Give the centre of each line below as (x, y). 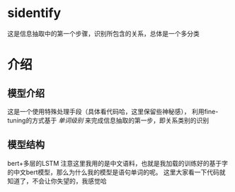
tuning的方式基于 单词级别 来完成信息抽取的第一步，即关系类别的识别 (108, 120)
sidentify (34, 13)
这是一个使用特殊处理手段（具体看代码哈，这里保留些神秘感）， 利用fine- (113, 111)
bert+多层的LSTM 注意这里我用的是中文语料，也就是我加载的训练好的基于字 (118, 163)
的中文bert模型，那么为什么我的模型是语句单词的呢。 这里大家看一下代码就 (116, 172)
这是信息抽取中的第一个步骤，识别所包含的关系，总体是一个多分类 (103, 33)
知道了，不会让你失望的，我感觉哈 (57, 181)
